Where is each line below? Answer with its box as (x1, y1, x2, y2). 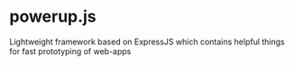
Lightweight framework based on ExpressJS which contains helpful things (9, 36, 286, 47)
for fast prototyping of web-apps (9, 45, 132, 56)
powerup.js (9, 6, 96, 27)
